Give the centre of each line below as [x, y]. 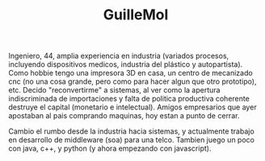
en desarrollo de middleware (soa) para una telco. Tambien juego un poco [131, 140]
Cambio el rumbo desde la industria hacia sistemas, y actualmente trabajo [131, 131]
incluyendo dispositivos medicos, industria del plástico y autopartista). [126, 64]
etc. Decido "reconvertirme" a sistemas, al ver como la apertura [114, 90]
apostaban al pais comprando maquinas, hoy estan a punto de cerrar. [124, 116]
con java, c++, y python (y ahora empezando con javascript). [110, 149]
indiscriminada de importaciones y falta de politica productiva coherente [129, 99]
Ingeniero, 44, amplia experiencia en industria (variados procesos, [119, 56]
